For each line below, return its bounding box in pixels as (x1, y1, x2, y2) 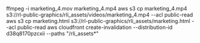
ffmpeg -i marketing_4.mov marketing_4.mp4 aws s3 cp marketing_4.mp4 (6, 5, 187, 12)
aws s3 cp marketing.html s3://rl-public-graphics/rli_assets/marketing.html (6, 18, 190, 24)
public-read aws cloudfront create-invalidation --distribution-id (17, 24, 173, 31)
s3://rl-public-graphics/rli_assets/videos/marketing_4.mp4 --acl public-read (6, 11, 193, 18)
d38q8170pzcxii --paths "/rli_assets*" (6, 30, 99, 37)
